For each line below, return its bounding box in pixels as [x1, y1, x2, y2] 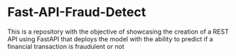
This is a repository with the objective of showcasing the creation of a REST [7, 27, 229, 36]
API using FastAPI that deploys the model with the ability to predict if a [7, 34, 213, 43]
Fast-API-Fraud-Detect [7, 4, 146, 20]
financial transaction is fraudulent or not [7, 42, 124, 50]
